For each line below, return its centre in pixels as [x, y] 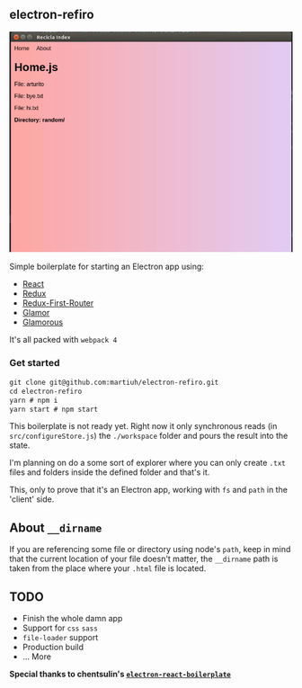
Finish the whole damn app [72, 618]
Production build [53, 647]
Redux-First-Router [58, 303]
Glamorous [43, 322]
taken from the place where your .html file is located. [108, 568]
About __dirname [56, 527]
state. [20, 445]
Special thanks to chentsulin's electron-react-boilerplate [120, 674]
